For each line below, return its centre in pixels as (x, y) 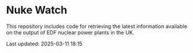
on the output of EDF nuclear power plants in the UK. (70, 32)
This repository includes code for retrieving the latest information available (97, 26)
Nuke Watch (37, 10)
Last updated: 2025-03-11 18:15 (44, 44)
